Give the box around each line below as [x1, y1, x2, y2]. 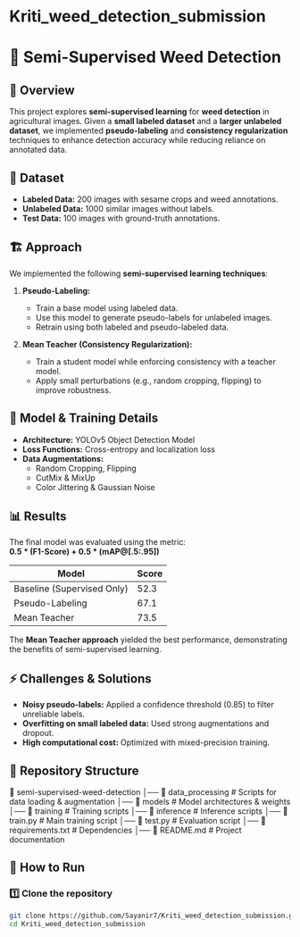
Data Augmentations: [21, 453, 104, 464]
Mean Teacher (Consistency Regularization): [21, 339, 193, 349]
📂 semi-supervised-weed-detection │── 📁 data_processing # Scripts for [9, 787, 277, 798]
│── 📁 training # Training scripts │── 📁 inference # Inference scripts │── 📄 [9, 806, 288, 816]
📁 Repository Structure [9, 763, 139, 778]
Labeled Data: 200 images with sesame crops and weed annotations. [21, 194, 279, 205]
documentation [9, 834, 65, 845]
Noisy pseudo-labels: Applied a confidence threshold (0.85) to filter [21, 699, 275, 710]
